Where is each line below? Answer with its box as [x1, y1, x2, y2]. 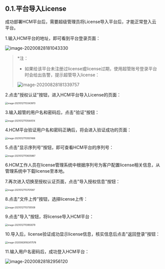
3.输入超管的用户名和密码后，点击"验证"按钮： [5, 109, 99, 115]
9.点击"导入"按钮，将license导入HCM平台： [5, 213, 94, 219]
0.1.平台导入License [5, 4, 66, 13]
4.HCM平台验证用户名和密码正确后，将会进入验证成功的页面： [5, 127, 132, 133]
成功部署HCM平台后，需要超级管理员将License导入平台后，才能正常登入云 [5, 19, 157, 25]
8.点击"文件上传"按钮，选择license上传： [5, 196, 88, 202]
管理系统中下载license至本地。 [5, 168, 67, 174]
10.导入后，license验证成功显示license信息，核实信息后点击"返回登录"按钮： [5, 231, 160, 237]
